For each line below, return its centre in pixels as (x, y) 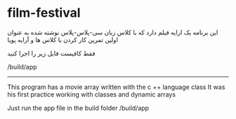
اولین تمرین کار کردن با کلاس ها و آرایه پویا (63, 39)
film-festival (44, 13)
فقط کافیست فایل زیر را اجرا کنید (51, 53)
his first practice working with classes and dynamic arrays (92, 94)
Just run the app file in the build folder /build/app (78, 108)
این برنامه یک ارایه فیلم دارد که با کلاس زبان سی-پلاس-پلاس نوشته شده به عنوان (113, 32)
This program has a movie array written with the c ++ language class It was (116, 87)
